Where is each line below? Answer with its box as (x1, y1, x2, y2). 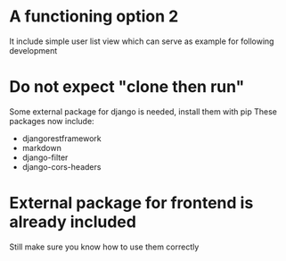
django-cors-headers (21, 161, 102, 172)
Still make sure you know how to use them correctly (9, 241, 200, 252)
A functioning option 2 (9, 6, 179, 27)
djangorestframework (21, 132, 102, 144)
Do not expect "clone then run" (9, 77, 245, 97)
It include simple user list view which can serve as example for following (9, 36, 274, 46)
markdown (21, 142, 62, 153)
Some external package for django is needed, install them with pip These (9, 105, 278, 117)
